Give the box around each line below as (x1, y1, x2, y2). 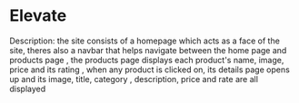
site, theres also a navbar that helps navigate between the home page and (9, 44, 287, 55)
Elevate (9, 5, 67, 26)
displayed (9, 83, 46, 94)
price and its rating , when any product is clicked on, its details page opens (9, 64, 291, 75)
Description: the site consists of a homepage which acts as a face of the (9, 35, 280, 46)
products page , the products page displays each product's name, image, (9, 54, 284, 65)
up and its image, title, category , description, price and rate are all (9, 73, 259, 84)
